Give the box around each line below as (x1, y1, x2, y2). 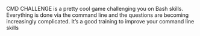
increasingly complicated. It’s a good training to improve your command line (6, 18, 195, 25)
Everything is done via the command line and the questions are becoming (6, 11, 189, 19)
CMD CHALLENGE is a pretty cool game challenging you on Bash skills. (6, 5, 184, 12)
